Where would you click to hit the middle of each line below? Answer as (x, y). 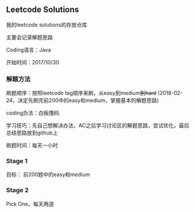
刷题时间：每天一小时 (32, 145)
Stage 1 (17, 161)
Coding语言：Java (29, 50)
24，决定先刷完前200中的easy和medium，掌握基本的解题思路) (83, 100)
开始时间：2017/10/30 (33, 62)
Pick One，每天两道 (30, 204)
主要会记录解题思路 (30, 37)
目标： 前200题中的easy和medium (48, 175)
